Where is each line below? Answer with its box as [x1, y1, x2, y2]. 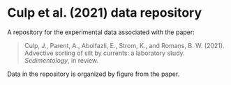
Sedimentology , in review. [24, 56, 99, 64]
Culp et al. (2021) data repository [7, 5, 202, 21]
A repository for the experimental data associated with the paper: [7, 28, 195, 36]
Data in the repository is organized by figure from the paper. [7, 70, 180, 78]
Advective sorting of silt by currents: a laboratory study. [24, 49, 185, 57]
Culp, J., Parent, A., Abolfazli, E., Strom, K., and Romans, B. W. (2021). [24, 41, 225, 49]
